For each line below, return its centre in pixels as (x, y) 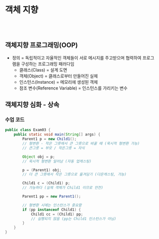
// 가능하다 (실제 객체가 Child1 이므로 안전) (63, 188)
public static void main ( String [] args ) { (57, 134)
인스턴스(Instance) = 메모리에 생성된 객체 (58, 82)
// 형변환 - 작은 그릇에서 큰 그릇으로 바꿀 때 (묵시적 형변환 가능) (81, 144)
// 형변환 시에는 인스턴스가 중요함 (52, 205)
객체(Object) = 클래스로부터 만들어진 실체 (58, 76)
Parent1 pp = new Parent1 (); (52, 196)
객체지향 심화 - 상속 (32, 105)
